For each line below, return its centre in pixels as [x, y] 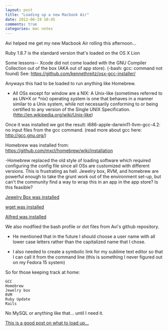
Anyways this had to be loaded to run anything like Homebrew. [70, 84]
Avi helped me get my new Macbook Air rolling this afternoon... [71, 43]
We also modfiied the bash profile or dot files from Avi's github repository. [82, 227]
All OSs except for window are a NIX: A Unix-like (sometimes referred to [88, 93]
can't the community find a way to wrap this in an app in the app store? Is [82, 182]
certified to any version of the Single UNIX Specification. [71, 109]
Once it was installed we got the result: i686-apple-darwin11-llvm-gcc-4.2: [83, 125]
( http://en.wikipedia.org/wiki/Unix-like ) [53, 115]
